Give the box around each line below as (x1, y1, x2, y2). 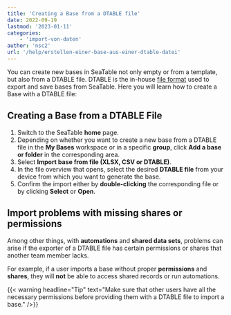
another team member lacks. (7, 251, 89, 260)
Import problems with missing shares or (7, 207, 183, 219)
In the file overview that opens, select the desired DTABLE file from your (17, 165, 223, 173)
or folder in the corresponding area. (17, 150, 120, 159)
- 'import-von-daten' (19, 36, 82, 43)
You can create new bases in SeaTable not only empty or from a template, (7, 67, 218, 76)
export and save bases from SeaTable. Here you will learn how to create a (7, 82, 218, 91)
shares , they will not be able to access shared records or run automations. (7, 271, 220, 280)
